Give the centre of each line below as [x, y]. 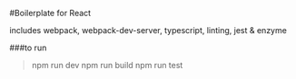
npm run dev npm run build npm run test [107, 65]
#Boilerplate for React [50, 13]
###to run [28, 48]
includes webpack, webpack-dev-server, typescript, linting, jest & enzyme [148, 30]
